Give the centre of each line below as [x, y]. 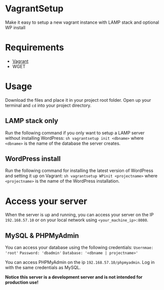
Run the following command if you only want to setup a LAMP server [75, 133]
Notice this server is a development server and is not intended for [74, 277]
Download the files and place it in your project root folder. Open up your [78, 100]
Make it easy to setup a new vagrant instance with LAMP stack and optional [82, 22]
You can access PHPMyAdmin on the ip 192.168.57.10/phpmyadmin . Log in [80, 262]
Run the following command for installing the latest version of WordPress [79, 170]
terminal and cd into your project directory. [48, 105]
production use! [22, 283]
